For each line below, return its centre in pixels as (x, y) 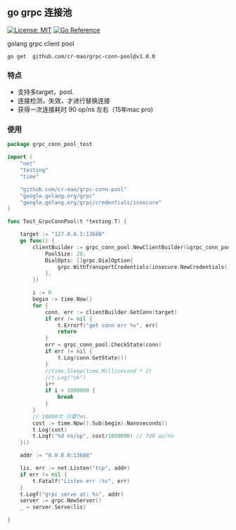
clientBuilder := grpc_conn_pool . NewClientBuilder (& (111, 247)
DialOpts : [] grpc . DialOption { (89, 260)
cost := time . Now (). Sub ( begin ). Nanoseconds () (100, 423)
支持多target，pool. (46, 92)
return (67, 332)
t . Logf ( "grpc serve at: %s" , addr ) (72, 494)
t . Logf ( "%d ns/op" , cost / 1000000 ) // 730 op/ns (103, 436)
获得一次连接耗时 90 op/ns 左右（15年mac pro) (85, 110)
